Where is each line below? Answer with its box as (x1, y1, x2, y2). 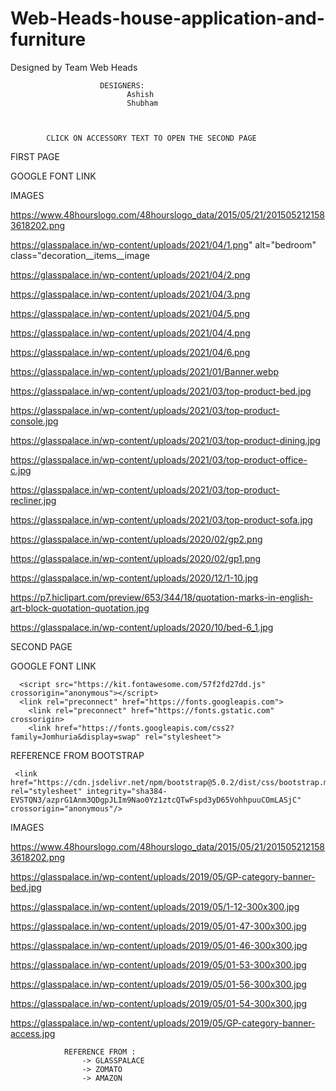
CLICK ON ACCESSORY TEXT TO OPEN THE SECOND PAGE (46, 133, 257, 143)
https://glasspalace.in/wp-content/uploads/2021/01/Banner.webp (10, 365, 280, 377)
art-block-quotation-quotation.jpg (10, 602, 150, 614)
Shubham (126, 98, 159, 108)
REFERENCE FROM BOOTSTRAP (10, 749, 145, 761)
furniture (10, 28, 87, 51)
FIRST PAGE (10, 150, 60, 162)
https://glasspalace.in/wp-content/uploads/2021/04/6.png (10, 346, 251, 358)
